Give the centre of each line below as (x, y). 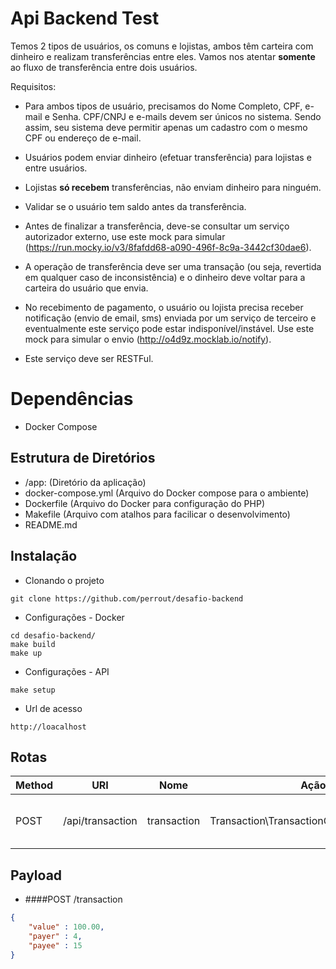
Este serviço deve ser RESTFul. (89, 358)
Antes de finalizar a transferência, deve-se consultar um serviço (157, 226)
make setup (33, 690)
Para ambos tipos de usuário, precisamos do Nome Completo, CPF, (163, 106)
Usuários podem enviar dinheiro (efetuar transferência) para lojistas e (168, 157)
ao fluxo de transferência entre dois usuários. (104, 67)
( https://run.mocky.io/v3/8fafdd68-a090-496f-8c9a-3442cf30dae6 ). (168, 247)
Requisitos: (33, 86)
